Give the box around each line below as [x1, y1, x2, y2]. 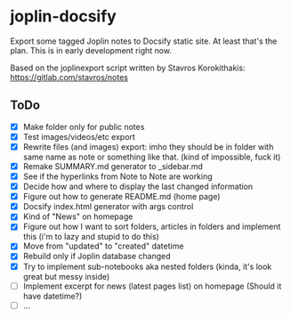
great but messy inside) [22, 271, 110, 281]
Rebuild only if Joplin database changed [22, 251, 172, 262]
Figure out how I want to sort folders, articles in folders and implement [22, 221, 281, 232]
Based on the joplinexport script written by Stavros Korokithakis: [10, 62, 246, 73]
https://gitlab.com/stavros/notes [10, 71, 128, 82]
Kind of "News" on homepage [22, 211, 133, 222]
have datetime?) [22, 290, 83, 301]
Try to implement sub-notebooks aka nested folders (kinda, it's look [22, 261, 272, 272]
